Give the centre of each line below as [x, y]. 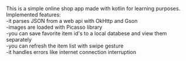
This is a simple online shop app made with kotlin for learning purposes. [93, 9]
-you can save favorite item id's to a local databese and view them [87, 33]
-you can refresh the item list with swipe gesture [65, 46]
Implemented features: [34, 15]
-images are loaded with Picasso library [54, 27]
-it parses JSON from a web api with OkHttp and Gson [72, 21]
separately [19, 40]
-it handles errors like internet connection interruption [71, 52]
